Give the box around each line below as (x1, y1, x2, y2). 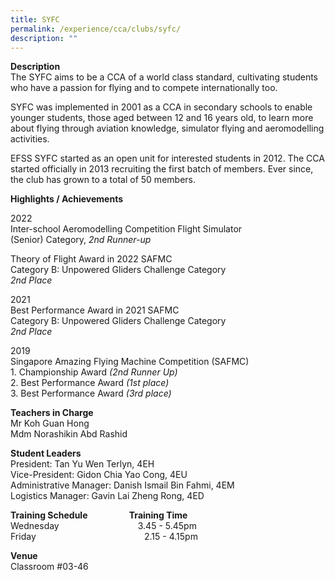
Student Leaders (10, 447, 82, 460)
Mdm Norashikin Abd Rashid (10, 428, 128, 440)
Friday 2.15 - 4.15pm (10, 531, 198, 543)
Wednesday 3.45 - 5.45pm (10, 520, 197, 532)
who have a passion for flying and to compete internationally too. (10, 82, 278, 94)
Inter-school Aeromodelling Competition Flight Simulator (10, 223, 243, 235)
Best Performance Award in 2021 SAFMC (10, 304, 180, 316)
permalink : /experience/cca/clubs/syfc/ (10, 24, 182, 34)
